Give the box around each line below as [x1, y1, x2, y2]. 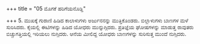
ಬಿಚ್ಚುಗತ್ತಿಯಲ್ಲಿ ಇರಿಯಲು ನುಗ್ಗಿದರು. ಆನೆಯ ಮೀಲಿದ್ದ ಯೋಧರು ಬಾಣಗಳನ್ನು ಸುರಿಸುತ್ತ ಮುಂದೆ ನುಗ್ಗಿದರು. [6, 30, 187, 37]
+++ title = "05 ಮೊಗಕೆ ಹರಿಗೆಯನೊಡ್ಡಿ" [6, 5, 86, 12]
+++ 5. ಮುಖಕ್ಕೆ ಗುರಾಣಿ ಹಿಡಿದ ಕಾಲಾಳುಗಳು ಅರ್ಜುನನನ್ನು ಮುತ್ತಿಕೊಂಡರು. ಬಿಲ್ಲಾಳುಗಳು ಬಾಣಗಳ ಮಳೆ [6, 17, 189, 24]
